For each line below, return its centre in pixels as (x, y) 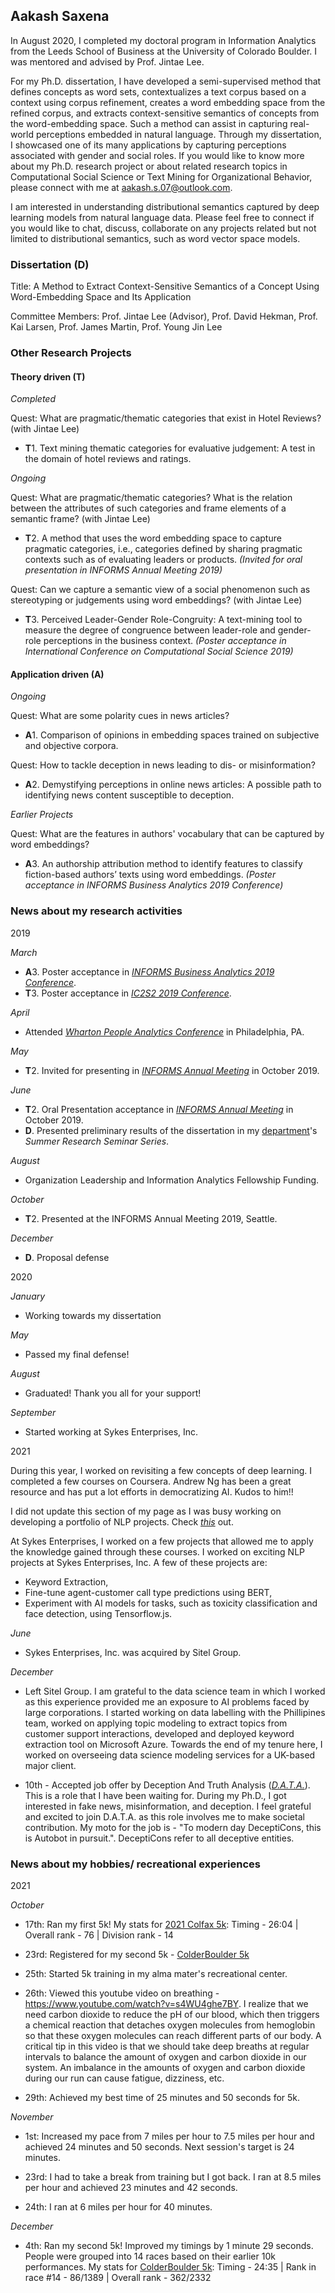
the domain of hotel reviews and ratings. (108, 459)
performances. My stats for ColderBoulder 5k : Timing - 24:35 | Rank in (170, 2267)
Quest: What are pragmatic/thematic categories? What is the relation (151, 498)
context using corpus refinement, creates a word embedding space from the (168, 102)
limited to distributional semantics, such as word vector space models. (155, 238)
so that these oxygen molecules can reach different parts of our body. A (173, 2036)
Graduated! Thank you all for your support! (113, 1393)
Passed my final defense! (77, 1354)
